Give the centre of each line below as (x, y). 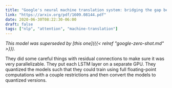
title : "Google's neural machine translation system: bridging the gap (83, 10)
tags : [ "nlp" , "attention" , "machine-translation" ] (61, 29)
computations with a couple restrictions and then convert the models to (81, 75)
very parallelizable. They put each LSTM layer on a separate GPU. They (81, 64)
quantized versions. (26, 80)
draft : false (19, 24)
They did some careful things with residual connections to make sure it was (85, 58)
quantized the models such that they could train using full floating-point (81, 70)
